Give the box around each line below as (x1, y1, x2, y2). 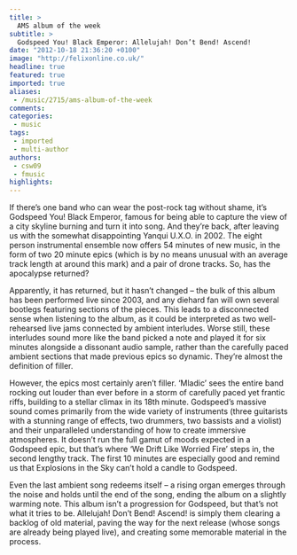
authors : (9, 152, 42, 162)
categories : (9, 112, 53, 121)
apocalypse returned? (9, 268, 90, 279)
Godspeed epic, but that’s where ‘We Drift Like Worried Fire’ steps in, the (9, 444, 275, 455)
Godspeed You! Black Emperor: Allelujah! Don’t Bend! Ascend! (17, 37, 252, 47)
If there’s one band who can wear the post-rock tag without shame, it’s (9, 202, 268, 213)
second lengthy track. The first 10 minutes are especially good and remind (9, 453, 281, 464)
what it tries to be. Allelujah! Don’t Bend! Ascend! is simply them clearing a (9, 508, 281, 519)
